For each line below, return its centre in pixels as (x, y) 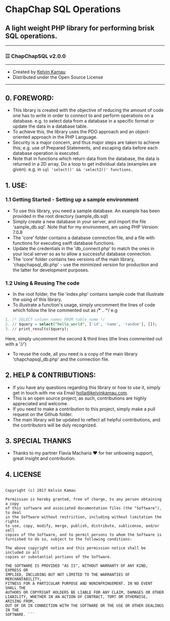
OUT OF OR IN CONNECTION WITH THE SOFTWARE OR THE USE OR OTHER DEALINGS (85, 606)
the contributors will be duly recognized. (55, 425)
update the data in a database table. (50, 126)
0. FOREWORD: (30, 98)
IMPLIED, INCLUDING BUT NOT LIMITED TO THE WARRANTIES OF (68, 575)
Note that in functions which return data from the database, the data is (86, 159)
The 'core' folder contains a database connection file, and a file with (84, 238)
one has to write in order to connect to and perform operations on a (83, 115)
